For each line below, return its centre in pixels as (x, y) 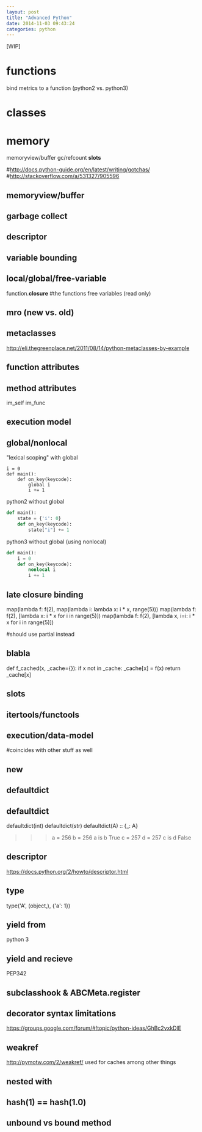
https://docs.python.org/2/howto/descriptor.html (67, 871)
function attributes (43, 367)
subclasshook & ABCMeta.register (73, 993)
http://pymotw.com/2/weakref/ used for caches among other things (91, 1062)
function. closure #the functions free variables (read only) (79, 293)
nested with (29, 1082)
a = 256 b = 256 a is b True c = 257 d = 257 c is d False (121, 837)
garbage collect (37, 216)
